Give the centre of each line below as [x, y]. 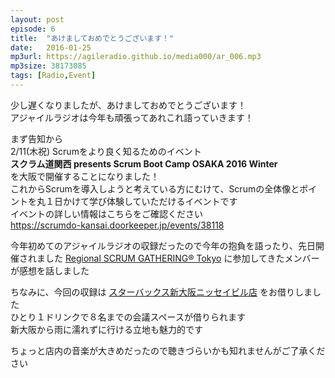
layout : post [37, 19]
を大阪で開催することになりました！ [85, 176]
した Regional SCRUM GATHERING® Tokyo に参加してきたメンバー [182, 258]
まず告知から [36, 138]
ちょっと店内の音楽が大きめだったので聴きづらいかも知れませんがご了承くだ [168, 350]
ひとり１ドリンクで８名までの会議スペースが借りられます [128, 317]
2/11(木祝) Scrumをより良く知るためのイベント [106, 151]
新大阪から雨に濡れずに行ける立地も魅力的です [106, 329]
